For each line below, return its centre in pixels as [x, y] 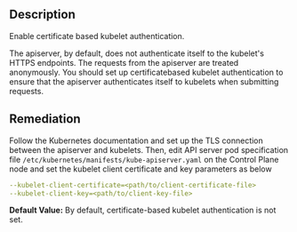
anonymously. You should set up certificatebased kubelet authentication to [146, 72]
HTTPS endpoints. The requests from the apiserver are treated [124, 62]
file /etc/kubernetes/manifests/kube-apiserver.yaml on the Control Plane [144, 159]
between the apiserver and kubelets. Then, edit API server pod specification [149, 149]
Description [42, 15]
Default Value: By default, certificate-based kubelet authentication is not [143, 210]
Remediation [45, 119]
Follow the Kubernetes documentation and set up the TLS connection [136, 140]
